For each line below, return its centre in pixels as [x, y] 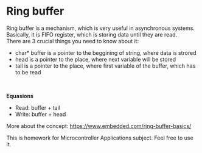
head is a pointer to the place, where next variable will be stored [96, 59]
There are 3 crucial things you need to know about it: [72, 41]
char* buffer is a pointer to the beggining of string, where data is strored [106, 52]
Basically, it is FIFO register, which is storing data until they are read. [92, 34]
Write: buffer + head [40, 114]
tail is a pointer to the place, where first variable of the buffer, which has [105, 66]
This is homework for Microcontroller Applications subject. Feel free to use [100, 138]
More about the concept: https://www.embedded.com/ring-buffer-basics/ [99, 126]
